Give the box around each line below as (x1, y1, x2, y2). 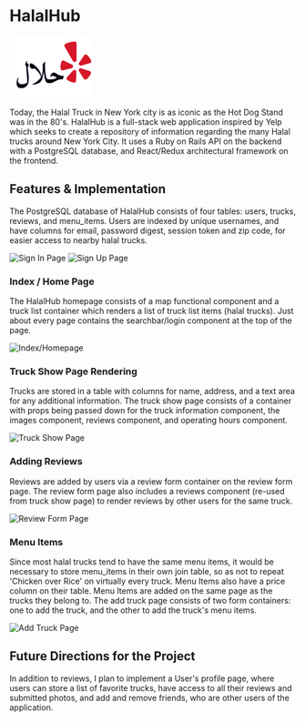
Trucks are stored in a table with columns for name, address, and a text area (9, 386, 296, 397)
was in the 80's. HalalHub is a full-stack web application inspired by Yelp (9, 116, 282, 127)
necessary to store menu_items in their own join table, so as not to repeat (9, 565, 285, 576)
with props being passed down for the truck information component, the (9, 405, 280, 416)
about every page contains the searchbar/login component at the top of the (9, 315, 293, 326)
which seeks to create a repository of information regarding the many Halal (9, 126, 291, 137)
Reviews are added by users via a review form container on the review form (9, 475, 293, 487)
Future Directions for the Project (9, 648, 196, 665)
